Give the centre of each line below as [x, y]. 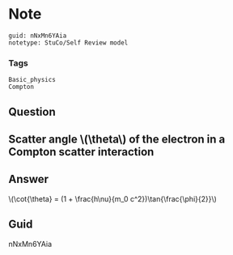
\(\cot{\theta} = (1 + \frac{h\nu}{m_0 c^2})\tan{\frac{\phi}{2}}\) [112, 198]
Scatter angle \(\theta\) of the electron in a [117, 140]
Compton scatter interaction [81, 152]
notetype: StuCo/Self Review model [68, 42]
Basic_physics [32, 80]
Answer [29, 179]
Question [32, 111]
